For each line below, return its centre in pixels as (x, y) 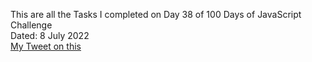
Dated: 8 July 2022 (50, 35)
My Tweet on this (46, 46)
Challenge (31, 25)
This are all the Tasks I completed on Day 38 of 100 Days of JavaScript (156, 14)
